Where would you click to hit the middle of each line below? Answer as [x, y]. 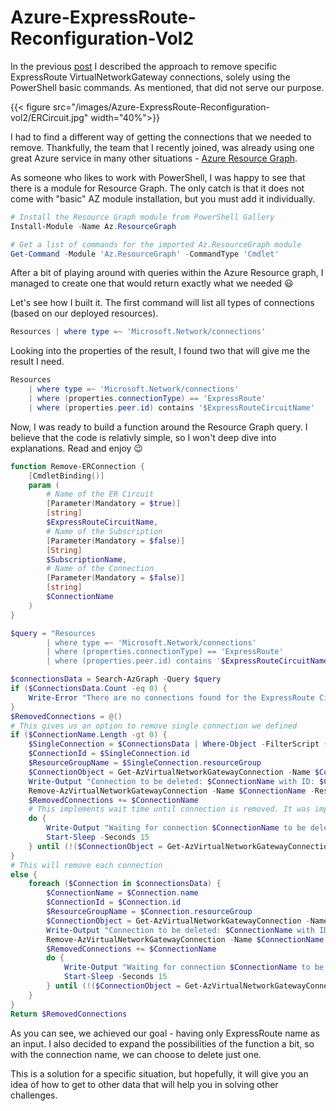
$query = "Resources [53, 633]
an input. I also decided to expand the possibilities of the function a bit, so [162, 1043]
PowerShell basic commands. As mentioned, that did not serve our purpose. [167, 87]
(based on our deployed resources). [84, 313]
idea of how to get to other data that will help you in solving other [144, 1084]
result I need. [37, 362]
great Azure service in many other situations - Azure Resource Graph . [154, 158]
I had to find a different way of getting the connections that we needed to [161, 137]
